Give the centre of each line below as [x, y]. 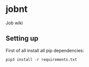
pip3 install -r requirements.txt [42, 60]
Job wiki [14, 23]
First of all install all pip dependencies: [45, 50]
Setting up [22, 38]
